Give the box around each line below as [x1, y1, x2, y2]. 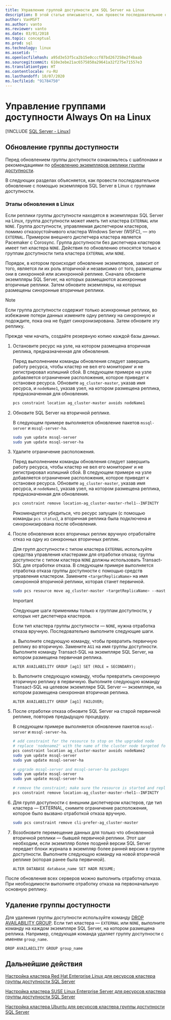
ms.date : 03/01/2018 [5, 31, 49, 36]
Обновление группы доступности [5, 143, 119, 152]
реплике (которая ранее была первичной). [12, 856, 106, 863]
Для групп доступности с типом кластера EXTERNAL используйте [12, 546, 153, 552]
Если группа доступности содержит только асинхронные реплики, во [5, 307, 158, 313]
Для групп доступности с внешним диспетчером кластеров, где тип [12, 799, 162, 806]
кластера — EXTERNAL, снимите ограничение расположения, [12, 804, 148, 811]
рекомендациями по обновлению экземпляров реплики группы [5, 162, 145, 168]
